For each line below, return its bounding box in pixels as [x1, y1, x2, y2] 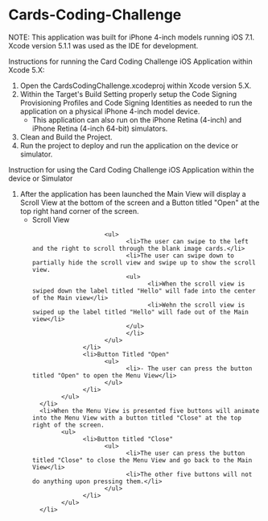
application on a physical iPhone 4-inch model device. [19, 106, 200, 116]
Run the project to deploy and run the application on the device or [19, 140, 239, 150]
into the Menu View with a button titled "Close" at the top [31, 414, 241, 422]
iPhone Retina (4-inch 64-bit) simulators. [31, 123, 168, 133]
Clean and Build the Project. [19, 131, 113, 142]
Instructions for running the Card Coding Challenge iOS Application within [8, 56, 253, 66]
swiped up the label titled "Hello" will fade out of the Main [31, 308, 249, 316]
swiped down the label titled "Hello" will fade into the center [31, 286, 256, 295]
